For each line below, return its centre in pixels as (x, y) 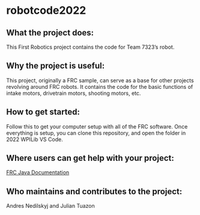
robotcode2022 (46, 11)
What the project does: (50, 33)
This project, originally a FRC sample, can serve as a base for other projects (100, 80)
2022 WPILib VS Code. (35, 139)
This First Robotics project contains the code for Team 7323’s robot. (90, 47)
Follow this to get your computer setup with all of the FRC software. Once (97, 126)
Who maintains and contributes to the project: (94, 191)
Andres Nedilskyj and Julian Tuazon (50, 206)
